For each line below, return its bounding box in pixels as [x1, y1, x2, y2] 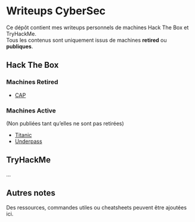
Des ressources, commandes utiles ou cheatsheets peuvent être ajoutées [6, 204, 187, 211]
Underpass [14, 137, 43, 145]
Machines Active [6, 106, 57, 114]
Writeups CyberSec [6, 4, 106, 18]
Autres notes [6, 188, 55, 198]
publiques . [6, 43, 33, 50]
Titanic [14, 131, 32, 138]
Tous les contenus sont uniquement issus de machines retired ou [6, 36, 167, 43]
